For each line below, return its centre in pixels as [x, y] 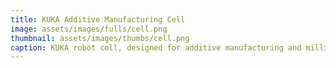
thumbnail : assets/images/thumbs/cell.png [100, 38]
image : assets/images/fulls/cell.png [89, 29]
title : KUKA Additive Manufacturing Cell [98, 19]
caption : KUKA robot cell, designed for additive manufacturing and [156, 47]
